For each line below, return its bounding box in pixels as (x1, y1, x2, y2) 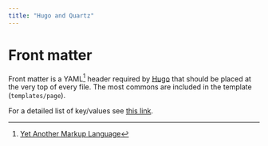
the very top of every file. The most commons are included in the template (8, 82, 253, 92)
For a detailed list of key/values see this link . (8, 106, 154, 116)
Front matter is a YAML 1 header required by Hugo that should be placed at (8, 73, 251, 84)
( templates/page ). (8, 91, 66, 101)
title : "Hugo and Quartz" (8, 11, 94, 20)
